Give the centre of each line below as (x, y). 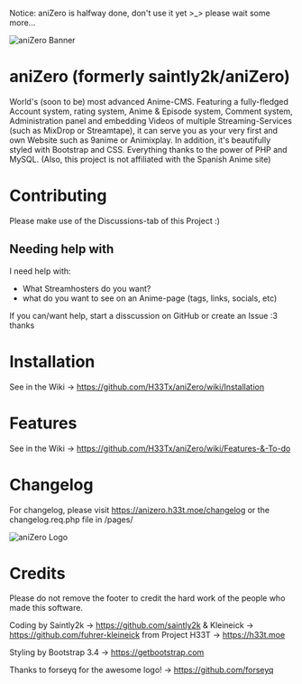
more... (23, 23)
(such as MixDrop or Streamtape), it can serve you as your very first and (143, 130)
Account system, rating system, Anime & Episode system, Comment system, (151, 111)
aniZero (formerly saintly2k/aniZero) (150, 77)
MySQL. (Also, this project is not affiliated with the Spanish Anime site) (140, 159)
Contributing (58, 196)
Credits (37, 573)
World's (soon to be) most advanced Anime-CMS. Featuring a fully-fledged (149, 101)
